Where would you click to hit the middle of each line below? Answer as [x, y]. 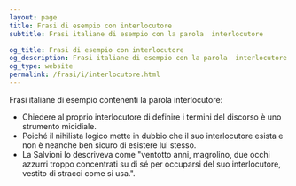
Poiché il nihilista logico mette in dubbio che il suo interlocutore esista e [152, 136]
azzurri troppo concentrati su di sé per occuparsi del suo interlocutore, [151, 164]
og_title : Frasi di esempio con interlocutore [97, 50]
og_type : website [41, 66]
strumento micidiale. [59, 126]
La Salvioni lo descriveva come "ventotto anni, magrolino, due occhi [146, 154]
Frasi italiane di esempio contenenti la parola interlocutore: [116, 99]
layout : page [33, 17]
